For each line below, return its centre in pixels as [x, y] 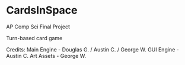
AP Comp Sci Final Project [38, 27]
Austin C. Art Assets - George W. [46, 56]
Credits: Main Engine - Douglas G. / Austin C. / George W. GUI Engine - [92, 49]
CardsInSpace [42, 10]
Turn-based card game [34, 38]
